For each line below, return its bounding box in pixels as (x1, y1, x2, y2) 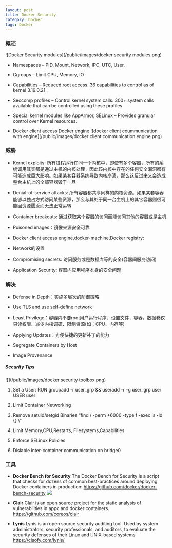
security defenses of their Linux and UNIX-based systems (12, 532, 136, 538)
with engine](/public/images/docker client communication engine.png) (12, 133, 162, 139)
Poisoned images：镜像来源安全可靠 (12, 224, 90, 230)
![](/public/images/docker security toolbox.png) (5, 377, 106, 383)
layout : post (5, 7, 33, 13)
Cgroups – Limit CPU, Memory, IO (12, 71, 84, 77)
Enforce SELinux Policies (12, 437, 66, 444)
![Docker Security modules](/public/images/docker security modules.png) (5, 52, 162, 58)
